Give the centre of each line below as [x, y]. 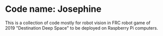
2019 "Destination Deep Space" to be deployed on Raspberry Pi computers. [81, 28]
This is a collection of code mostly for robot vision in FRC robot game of [78, 23]
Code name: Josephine [53, 9]
